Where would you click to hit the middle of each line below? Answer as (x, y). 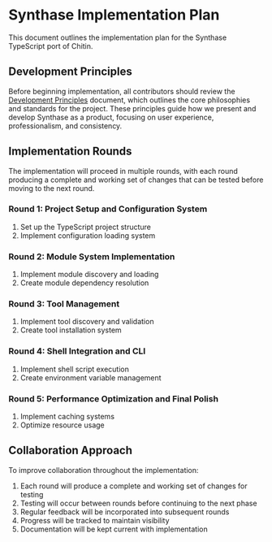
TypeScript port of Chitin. (51, 46)
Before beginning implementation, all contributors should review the (122, 91)
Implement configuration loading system (88, 235)
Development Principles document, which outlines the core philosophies (129, 100)
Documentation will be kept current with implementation (114, 529)
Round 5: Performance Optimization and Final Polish (114, 398)
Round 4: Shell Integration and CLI (77, 351)
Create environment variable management (91, 377)
